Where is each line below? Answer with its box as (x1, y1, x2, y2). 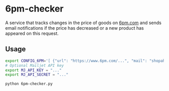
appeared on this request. (5, 30, 59, 36)
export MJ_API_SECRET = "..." (5, 72, 69, 77)
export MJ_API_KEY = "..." (5, 67, 62, 73)
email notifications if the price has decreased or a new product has (5, 25, 144, 31)
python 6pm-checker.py (5, 81, 53, 86)
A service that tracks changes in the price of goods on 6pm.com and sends (5, 20, 162, 26)
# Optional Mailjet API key (5, 63, 64, 68)
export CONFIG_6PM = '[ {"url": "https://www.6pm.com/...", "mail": (5, 58, 147, 63)
